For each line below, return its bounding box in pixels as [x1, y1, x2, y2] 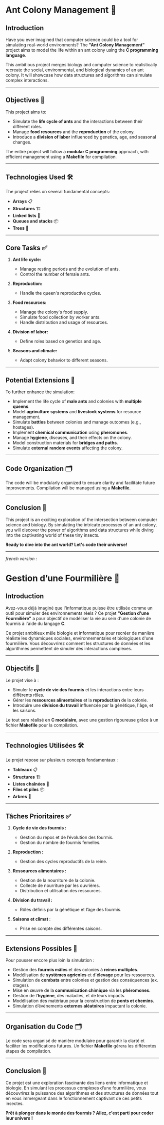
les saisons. [12, 707, 36, 713]
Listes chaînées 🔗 [12, 781, 50, 787]
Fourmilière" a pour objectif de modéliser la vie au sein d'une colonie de [5, 615, 151, 621]
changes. [12, 139, 32, 145]
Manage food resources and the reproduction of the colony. [12, 129, 135, 135]
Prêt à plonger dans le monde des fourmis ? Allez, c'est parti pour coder [5, 1110, 154, 1116]
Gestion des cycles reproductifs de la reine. [19, 859, 108, 864]
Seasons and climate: [12, 348, 57, 354]
